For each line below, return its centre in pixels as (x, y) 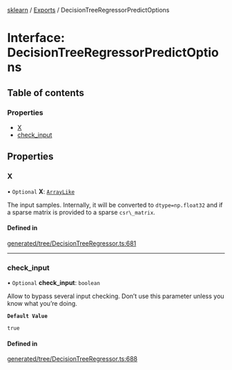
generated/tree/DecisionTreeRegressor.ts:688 (72, 359)
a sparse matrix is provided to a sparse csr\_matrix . (81, 212)
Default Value (28, 316)
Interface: (36, 38)
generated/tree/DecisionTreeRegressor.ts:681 (72, 243)
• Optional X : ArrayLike (41, 191)
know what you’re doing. (42, 304)
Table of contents (46, 93)
